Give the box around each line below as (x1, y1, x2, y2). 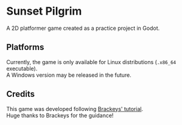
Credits (6, 89, 35, 99)
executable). (6, 65, 38, 72)
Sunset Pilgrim (6, 4, 82, 18)
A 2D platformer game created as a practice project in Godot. (6, 24, 160, 32)
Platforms (6, 42, 44, 52)
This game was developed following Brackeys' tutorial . (6, 105, 144, 112)
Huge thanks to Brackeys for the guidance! (6, 112, 114, 119)
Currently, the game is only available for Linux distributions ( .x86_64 (6, 58, 177, 65)
